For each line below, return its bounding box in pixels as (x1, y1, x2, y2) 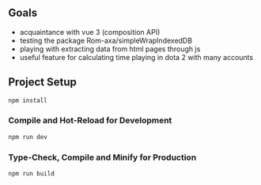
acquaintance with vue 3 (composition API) (19, 27, 161, 36)
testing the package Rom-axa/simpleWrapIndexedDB (19, 36, 192, 45)
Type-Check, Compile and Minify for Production (8, 152, 197, 163)
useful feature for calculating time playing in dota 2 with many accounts (19, 52, 254, 62)
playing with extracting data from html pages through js (19, 43, 201, 54)
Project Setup (8, 75, 78, 89)
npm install (8, 96, 47, 104)
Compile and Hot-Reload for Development (8, 115, 172, 126)
